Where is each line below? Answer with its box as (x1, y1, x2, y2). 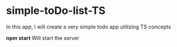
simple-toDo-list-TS (6, 4, 106, 17)
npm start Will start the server (6, 34, 79, 41)
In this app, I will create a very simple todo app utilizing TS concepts (6, 23, 172, 30)
